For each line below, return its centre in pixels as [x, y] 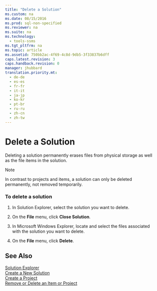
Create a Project [21, 278]
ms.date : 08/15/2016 [26, 18]
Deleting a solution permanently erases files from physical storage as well [79, 155]
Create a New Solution [27, 273]
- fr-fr [17, 86]
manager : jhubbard [24, 68]
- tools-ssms [23, 41]
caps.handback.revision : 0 [32, 64]
